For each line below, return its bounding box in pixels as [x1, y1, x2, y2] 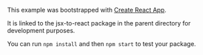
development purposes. [7, 27, 76, 34]
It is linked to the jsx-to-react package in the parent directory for [7, 19, 191, 27]
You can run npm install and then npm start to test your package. [7, 40, 196, 47]
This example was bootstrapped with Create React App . [7, 6, 167, 14]
